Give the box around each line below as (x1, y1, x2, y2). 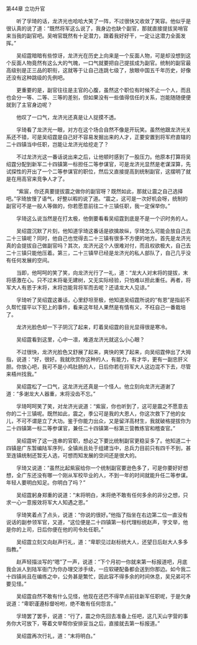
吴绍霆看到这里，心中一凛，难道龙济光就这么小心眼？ (16, 336, 145, 343)
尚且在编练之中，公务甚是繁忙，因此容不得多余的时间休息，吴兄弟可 (21, 573, 186, 580)
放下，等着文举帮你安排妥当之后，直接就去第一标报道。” (26, 620, 160, 627)
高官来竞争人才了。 (21, 175, 68, 182)
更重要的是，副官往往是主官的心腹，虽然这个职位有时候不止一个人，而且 (16, 87, 191, 93)
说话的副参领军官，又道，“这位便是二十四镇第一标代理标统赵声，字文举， (6, 519, 184, 525)
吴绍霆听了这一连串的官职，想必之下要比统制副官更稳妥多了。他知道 (16, 437, 181, 444)
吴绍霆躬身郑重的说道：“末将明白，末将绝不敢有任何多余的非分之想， (16, 492, 184, 498)
